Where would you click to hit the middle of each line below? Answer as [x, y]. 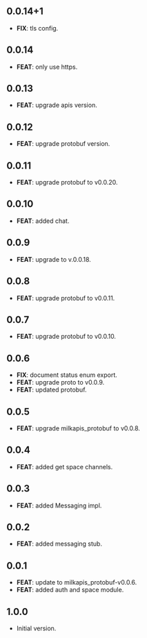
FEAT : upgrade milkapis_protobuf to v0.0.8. [78, 428]
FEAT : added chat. [43, 221]
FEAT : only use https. [47, 67]
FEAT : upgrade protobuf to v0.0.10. [66, 337]
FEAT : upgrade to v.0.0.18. [53, 259]
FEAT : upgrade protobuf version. [63, 144]
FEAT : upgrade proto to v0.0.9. [60, 383]
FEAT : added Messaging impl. [59, 505]
